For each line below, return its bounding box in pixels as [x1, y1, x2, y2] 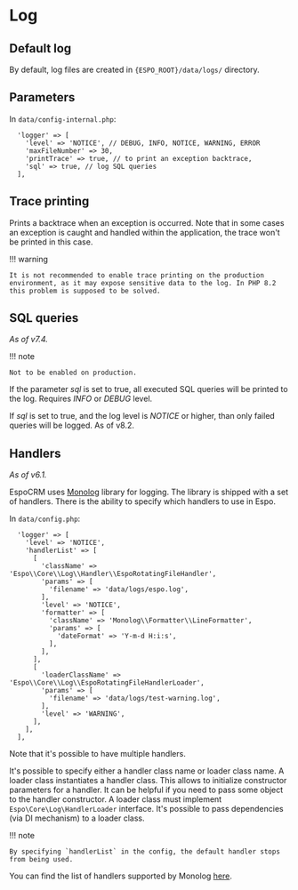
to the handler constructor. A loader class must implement [9, 794, 222, 805]
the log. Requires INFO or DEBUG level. [9, 393, 153, 405]
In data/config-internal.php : [9, 113, 117, 124]
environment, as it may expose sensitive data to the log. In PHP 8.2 [9, 278, 277, 287]
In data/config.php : [9, 513, 81, 525]
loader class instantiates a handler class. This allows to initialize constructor [9, 775, 287, 786]
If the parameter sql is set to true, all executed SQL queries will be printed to [9, 384, 288, 395]
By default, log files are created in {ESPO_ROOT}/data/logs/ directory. [9, 64, 260, 75]
